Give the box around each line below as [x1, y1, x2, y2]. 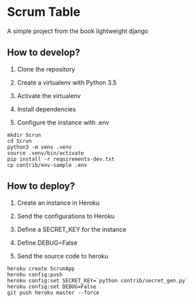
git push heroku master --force [7, 289, 99, 296]
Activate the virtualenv [16, 91, 81, 100]
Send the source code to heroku [16, 251, 108, 260]
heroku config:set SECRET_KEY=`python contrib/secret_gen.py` [7, 277, 189, 284]
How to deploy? [7, 180, 75, 192]
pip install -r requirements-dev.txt [7, 155, 115, 162]
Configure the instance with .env [16, 118, 110, 126]
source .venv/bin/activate [7, 149, 84, 157]
